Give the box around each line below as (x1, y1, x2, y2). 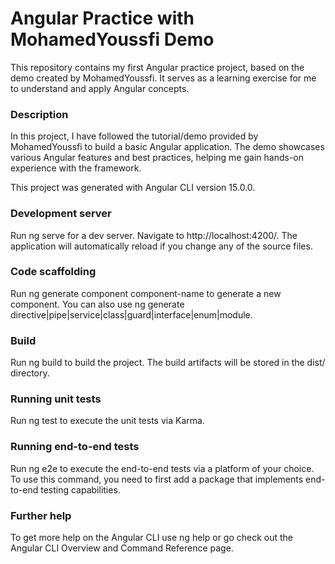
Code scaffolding (10, 265, 97, 279)
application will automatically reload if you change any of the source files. (10, 240, 313, 252)
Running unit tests (10, 392, 102, 406)
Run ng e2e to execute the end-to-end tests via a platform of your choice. (10, 462, 315, 474)
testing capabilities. (40, 483, 121, 496)
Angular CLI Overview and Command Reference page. (10, 542, 234, 554)
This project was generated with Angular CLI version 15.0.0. (10, 182, 256, 194)
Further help (10, 508, 72, 522)
